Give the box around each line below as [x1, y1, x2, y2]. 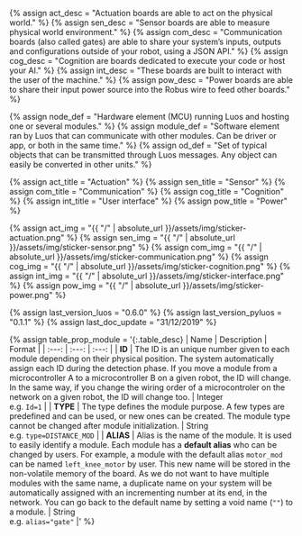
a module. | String [9, 506, 76, 517]
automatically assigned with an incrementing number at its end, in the [9, 487, 268, 498]
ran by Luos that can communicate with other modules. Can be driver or [9, 131, 277, 141]
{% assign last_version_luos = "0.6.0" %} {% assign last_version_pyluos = [9, 307, 282, 318]
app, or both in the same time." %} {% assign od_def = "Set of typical [9, 140, 268, 150]
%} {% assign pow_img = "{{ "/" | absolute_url [9, 280, 181, 291]
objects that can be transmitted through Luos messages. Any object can [9, 150, 278, 160]
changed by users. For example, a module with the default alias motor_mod [9, 450, 283, 459]
